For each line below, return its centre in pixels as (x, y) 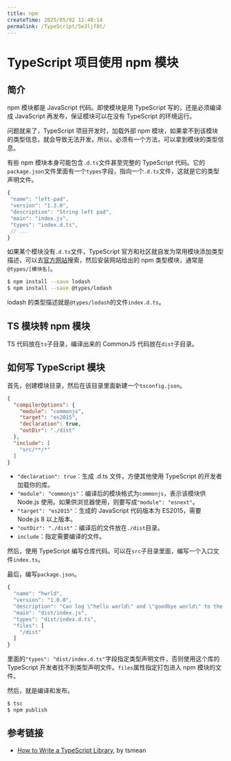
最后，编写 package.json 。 (44, 574)
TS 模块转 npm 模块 (49, 326)
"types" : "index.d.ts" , (44, 225)
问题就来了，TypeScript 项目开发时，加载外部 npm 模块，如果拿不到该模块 (113, 131)
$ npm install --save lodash (49, 282)
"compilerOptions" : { (44, 405)
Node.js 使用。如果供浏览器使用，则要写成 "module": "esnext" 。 (108, 502)
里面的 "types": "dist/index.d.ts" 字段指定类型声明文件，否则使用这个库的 (113, 659)
